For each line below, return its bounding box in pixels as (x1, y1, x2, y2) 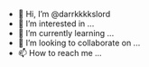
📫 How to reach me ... (17, 48, 102, 58)
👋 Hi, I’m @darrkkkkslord (17, 9, 111, 19)
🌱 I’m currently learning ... (17, 28, 115, 38)
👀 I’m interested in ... (17, 18, 95, 29)
